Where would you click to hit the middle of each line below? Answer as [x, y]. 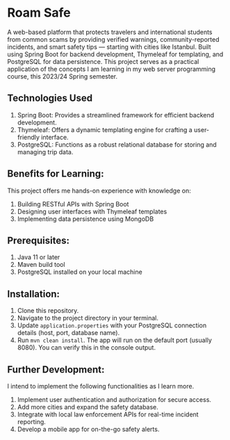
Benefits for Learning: [56, 174]
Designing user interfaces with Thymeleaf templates [92, 211]
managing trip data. [45, 152]
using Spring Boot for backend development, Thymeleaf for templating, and [115, 54]
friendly [28, 137]
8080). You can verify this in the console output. [87, 348]
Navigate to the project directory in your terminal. [88, 318]
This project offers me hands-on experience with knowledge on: [99, 190]
